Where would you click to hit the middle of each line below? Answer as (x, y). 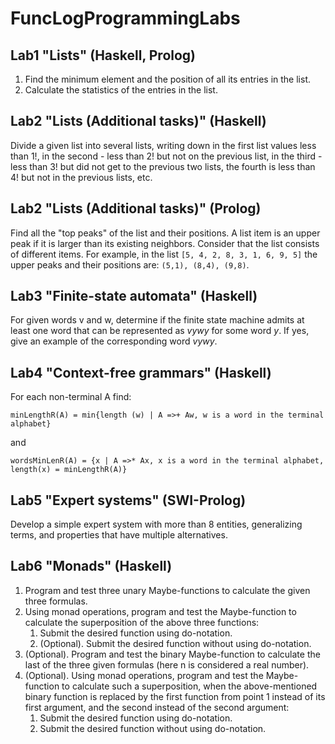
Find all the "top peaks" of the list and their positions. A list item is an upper (165, 233)
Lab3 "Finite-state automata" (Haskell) (134, 296)
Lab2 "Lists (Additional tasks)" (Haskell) (138, 121)
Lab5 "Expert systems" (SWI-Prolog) (128, 500)
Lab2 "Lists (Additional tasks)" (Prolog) (136, 208)
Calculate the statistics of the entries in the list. (121, 90)
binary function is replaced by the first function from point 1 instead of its (175, 696)
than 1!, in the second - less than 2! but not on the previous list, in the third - (166, 156)
